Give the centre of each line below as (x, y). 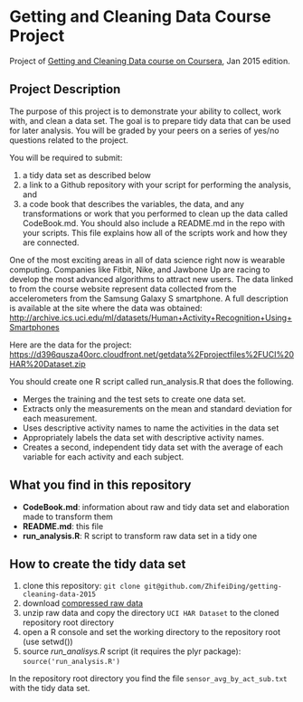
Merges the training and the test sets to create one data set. (134, 399)
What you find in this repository (100, 485)
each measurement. (60, 418)
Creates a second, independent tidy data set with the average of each (152, 447)
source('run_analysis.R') (71, 662)
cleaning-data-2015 (59, 594)
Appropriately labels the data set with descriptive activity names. (143, 437)
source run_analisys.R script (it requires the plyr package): (132, 651)
